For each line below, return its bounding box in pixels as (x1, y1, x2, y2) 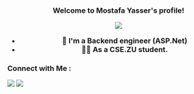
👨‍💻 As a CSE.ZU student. (81, 44, 168, 54)
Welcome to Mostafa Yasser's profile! (52, 6, 185, 15)
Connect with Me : (7, 63, 72, 73)
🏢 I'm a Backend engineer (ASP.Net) (62, 36, 188, 46)
